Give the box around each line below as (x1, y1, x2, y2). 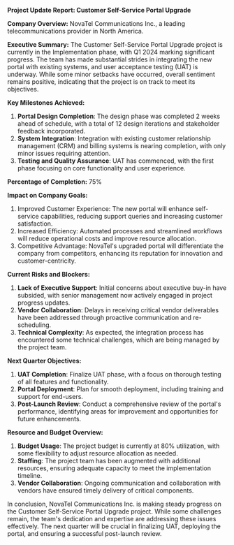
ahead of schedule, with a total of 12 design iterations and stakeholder (17, 119, 220, 128)
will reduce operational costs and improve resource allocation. (17, 234, 197, 242)
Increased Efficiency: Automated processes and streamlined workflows (17, 227, 223, 235)
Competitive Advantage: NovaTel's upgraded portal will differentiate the (17, 242, 224, 250)
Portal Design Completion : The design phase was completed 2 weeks (17, 112, 221, 120)
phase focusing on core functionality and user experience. (17, 164, 187, 172)
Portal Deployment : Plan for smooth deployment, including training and (17, 385, 224, 393)
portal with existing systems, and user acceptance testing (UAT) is (7, 63, 198, 71)
